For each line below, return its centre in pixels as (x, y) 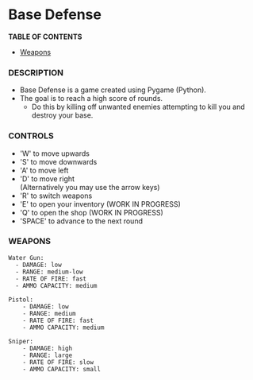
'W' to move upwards (54, 153)
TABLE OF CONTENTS (45, 37)
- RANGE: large (48, 355)
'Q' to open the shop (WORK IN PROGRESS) (92, 212)
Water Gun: (26, 258)
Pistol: (21, 300)
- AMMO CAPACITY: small (62, 369)
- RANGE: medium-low (49, 272)
